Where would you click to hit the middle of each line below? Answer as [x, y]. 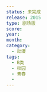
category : [18, 46]
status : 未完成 [23, 12]
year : [13, 34]
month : [14, 40]
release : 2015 [24, 18]
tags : [13, 57]
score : [14, 29]
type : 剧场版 [21, 23]
